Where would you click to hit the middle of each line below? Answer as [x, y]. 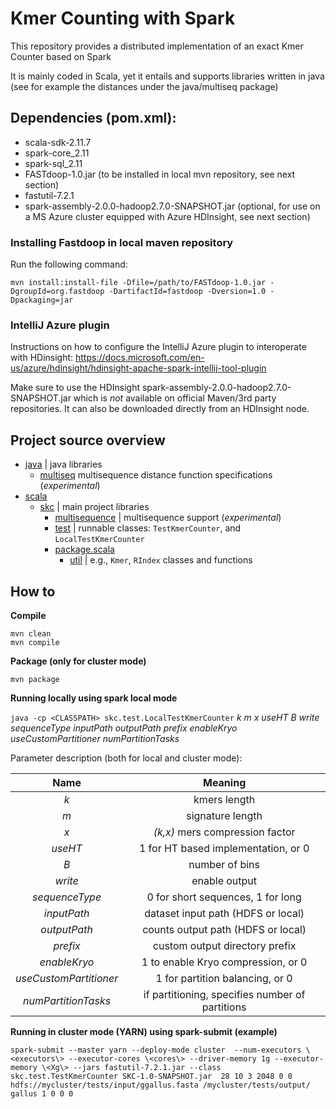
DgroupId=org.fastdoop [57, 292]
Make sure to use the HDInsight [75, 388]
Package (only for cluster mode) [78, 661]
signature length [224, 815]
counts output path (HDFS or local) [224, 929]
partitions [224, 1007]
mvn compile [35, 642]
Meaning [224, 782]
